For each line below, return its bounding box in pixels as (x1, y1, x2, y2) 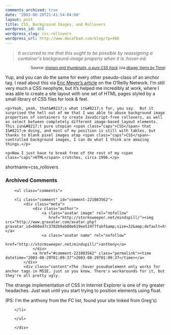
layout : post (5, 17, 33, 22)
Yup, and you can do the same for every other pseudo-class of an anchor (5, 74, 159, 80)
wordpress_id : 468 (5, 27, 44, 32)
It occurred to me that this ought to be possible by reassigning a (17, 50, 153, 56)
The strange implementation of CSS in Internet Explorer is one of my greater (5, 282, 165, 289)
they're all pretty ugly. (5, 273, 60, 278)
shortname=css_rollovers (5, 164, 59, 170)
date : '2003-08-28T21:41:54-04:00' (5, 12, 81, 17)
